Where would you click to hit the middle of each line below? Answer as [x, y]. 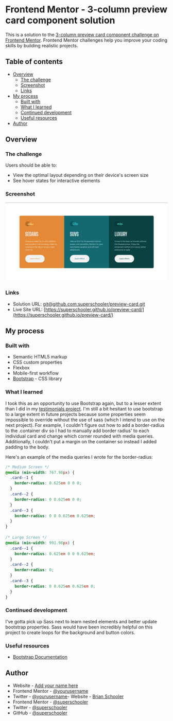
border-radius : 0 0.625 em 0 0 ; [48, 499]
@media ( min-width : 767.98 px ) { [40, 472]
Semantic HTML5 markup [40, 357]
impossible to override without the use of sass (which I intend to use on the [85, 420]
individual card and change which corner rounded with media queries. [80, 436]
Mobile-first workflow [36, 373]
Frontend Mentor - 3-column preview [86, 10]
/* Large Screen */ [26, 537]
